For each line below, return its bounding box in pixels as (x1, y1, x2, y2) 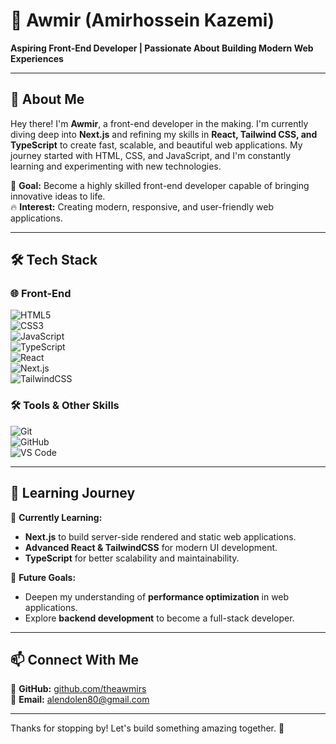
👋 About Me (10, 91, 85, 108)
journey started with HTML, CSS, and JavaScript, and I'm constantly (10, 149, 292, 161)
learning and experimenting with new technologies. (10, 160, 222, 172)
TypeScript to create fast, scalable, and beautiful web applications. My (10, 139, 303, 151)
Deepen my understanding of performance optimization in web (24, 590, 290, 603)
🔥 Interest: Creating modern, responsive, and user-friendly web (10, 200, 274, 213)
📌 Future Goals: (10, 571, 77, 583)
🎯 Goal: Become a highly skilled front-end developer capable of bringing (10, 179, 310, 191)
